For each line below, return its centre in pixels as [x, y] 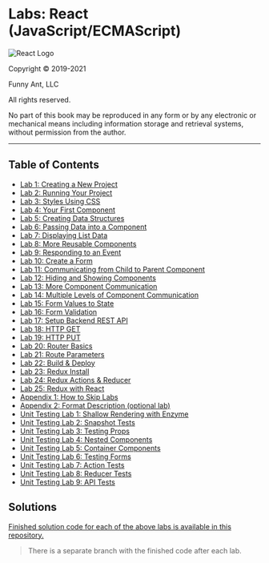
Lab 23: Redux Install [54, 371]
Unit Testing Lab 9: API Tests [68, 482]
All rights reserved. [40, 99]
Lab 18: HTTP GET [50, 328]
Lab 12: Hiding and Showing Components [88, 278]
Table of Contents [54, 165]
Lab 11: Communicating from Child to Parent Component [112, 269]
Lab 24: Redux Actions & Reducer [75, 380]
